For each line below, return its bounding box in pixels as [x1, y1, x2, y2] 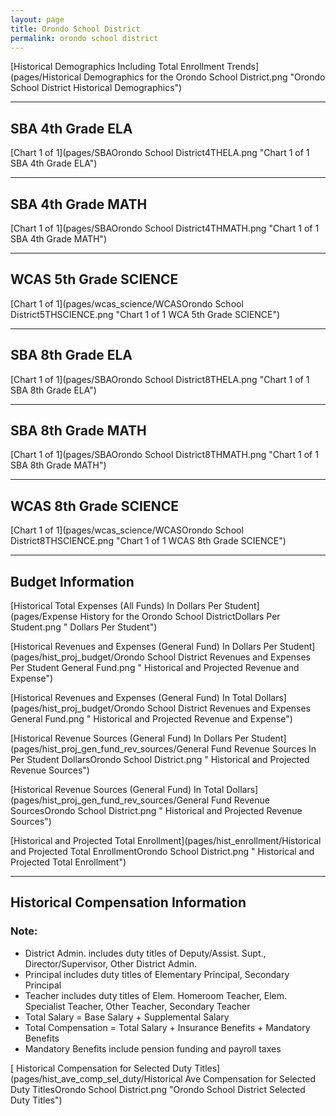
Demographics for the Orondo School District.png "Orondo [83, 71, 326, 83]
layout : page [10, 14, 65, 25]
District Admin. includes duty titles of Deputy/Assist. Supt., [24, 947, 267, 959]
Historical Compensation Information [10, 894, 247, 911]
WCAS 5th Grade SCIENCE [10, 271, 179, 288]
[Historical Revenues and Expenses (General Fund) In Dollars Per [10, 641, 278, 653]
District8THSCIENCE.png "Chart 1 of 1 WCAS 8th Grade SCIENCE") [10, 535, 287, 547]
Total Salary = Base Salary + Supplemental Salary [24, 1011, 230, 1023]
